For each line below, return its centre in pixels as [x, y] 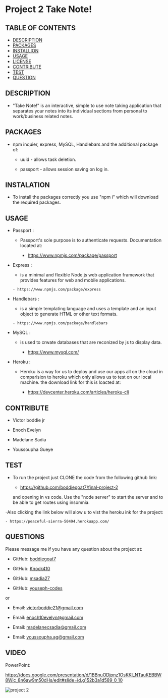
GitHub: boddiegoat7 [34, 559]
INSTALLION [25, 51]
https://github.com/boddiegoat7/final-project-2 [69, 487]
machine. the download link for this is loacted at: [70, 382]
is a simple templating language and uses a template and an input [88, 309]
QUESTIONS [25, 537]
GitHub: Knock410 [31, 568]
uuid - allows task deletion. [48, 159]
